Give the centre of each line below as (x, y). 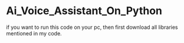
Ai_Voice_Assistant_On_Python (84, 11)
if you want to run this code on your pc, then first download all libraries (92, 27)
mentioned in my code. (34, 33)
